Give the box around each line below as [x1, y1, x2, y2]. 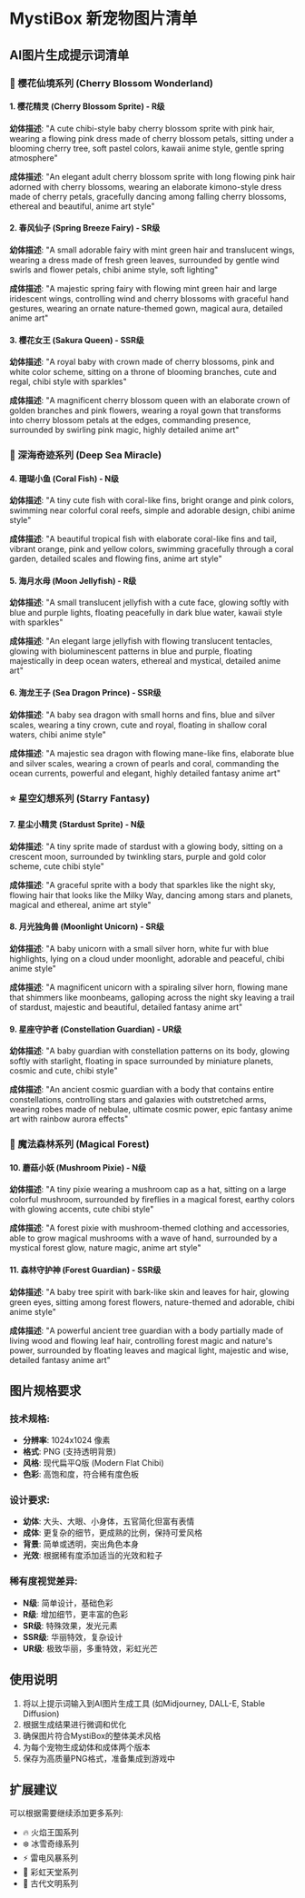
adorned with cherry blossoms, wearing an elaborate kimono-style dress [9, 181, 282, 192]
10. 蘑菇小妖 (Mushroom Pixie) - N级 [9, 1162, 147, 1172]
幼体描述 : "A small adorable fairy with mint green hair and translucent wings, [9, 244, 295, 255]
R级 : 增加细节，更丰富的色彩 [22, 1608, 129, 1619]
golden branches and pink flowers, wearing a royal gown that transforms [9, 405, 281, 416]
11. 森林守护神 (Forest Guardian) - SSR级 [9, 1264, 162, 1275]
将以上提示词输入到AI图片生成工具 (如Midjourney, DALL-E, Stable [22, 1697, 266, 1708]
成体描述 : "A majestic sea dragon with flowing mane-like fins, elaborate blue [9, 747, 295, 758]
